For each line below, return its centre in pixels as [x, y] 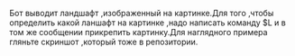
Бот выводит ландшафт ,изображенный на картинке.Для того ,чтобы [142, 13]
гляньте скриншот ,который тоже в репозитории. [104, 42]
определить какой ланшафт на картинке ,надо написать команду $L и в [147, 23]
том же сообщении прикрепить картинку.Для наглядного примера [138, 32]
